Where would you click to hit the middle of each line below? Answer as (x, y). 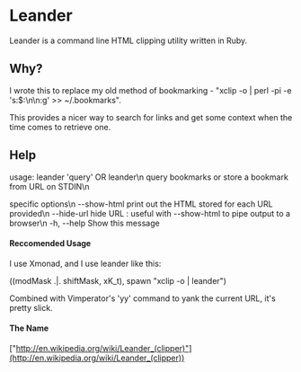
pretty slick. (31, 307)
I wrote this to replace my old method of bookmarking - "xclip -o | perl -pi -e (150, 90)
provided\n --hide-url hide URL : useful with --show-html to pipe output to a (150, 213)
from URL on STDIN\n (49, 186)
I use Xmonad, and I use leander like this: (85, 263)
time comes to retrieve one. (60, 127)
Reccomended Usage (50, 244)
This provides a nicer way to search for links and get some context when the (151, 117)
